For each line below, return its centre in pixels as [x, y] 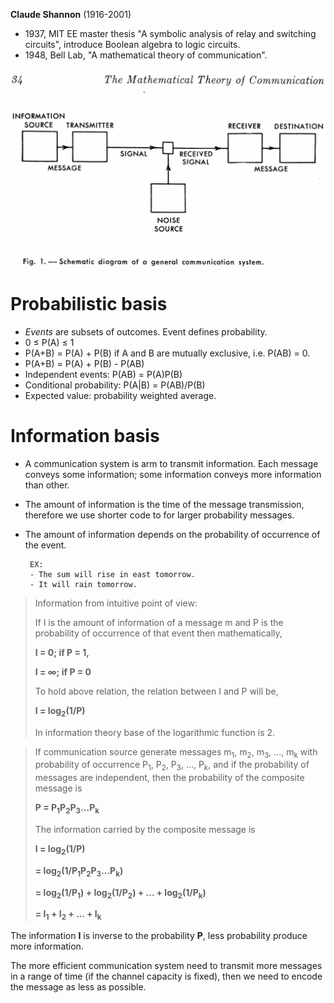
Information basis [85, 436]
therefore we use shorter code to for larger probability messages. [159, 515]
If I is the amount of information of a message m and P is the [159, 622]
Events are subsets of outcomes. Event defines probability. [146, 331]
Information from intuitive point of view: [116, 603]
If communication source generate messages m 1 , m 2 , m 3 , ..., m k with [176, 752]
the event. [45, 545]
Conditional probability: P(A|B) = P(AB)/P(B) [115, 385]
